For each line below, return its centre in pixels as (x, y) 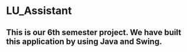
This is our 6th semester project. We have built (94, 32)
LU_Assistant (39, 11)
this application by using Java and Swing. (84, 41)
